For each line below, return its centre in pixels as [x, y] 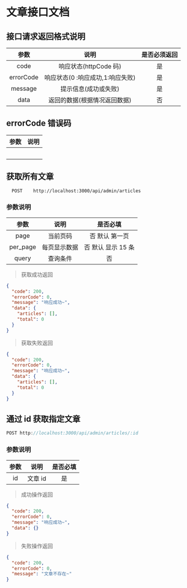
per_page [23, 247]
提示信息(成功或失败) [90, 89]
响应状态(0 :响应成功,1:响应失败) [90, 77]
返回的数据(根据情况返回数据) [90, 100]
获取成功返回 [37, 274]
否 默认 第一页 [109, 236]
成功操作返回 [37, 494]
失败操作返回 [37, 546]
